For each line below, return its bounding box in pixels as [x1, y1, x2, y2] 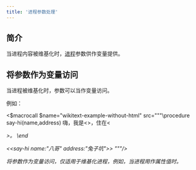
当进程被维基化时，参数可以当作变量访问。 [6, 87, 113, 94]
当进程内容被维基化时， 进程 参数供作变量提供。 [6, 50, 123, 58]
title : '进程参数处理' [6, 8, 58, 15]
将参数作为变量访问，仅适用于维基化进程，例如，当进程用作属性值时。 [6, 158, 182, 165]
